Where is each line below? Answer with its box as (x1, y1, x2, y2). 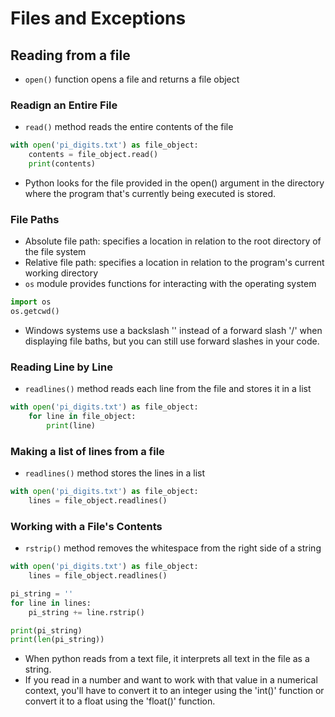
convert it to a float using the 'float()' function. (24, 695, 216, 707)
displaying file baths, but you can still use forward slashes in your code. (24, 335, 320, 347)
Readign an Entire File (10, 98, 118, 112)
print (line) (46, 421, 97, 431)
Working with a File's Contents (10, 519, 163, 533)
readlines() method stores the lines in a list (24, 467, 206, 479)
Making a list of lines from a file (10, 444, 165, 458)
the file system (24, 246, 87, 258)
